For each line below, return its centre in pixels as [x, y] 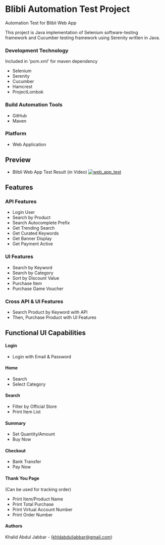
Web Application [29, 144]
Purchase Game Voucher [38, 289]
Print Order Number [32, 515]
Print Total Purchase [33, 504]
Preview [18, 160]
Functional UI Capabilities [45, 333]
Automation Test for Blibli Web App [41, 23]
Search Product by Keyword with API [50, 312]
